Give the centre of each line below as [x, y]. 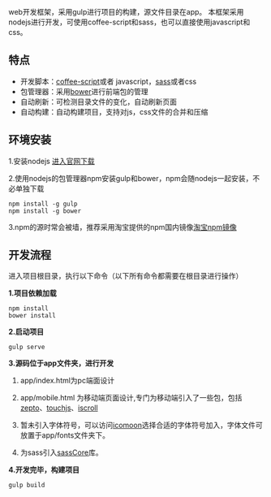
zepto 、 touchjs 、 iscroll [59, 408]
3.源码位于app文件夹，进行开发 [61, 363]
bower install [32, 316]
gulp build [27, 486]
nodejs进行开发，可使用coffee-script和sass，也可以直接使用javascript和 [129, 22]
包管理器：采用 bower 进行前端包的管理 [84, 91]
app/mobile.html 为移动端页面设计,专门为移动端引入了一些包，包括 [131, 398]
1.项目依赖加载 [32, 293]
